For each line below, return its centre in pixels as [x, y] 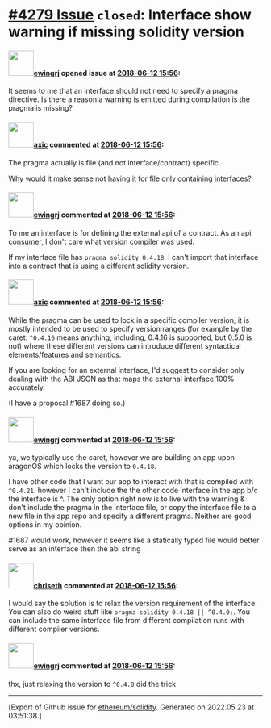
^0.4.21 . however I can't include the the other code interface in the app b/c [133, 491]
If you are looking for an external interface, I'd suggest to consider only [126, 370]
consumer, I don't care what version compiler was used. [102, 241]
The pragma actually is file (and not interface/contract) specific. [115, 162]
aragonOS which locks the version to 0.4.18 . [83, 467]
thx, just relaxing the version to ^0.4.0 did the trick [92, 684]
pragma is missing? [40, 108]
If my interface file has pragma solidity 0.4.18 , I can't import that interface [133, 257]
